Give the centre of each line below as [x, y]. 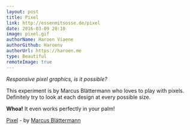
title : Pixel [22, 17]
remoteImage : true [29, 62]
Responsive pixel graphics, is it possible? [57, 79]
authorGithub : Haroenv [34, 46]
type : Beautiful [26, 56]
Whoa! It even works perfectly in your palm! [61, 108]
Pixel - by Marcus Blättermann [43, 120]
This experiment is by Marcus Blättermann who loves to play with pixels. [95, 90]
